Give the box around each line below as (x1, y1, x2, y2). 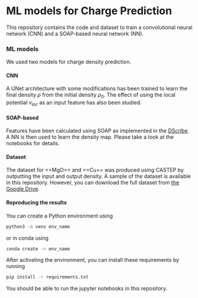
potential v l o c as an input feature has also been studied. (6, 99, 142, 108)
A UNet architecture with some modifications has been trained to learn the (6, 85, 188, 92)
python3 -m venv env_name (6, 223, 70, 229)
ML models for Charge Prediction (6, 4, 173, 18)
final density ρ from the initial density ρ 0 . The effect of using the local (6, 91, 176, 100)
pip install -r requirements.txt (6, 274, 89, 280)
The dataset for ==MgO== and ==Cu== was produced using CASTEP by (6, 166, 184, 174)
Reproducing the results (6, 199, 67, 206)
